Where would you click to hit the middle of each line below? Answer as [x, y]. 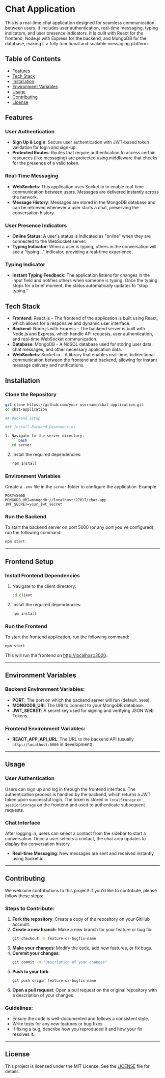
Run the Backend [26, 517]
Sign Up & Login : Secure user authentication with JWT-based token [81, 142]
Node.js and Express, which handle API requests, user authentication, [83, 334]
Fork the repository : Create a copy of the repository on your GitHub [81, 919]
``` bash [19, 441]
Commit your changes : [36, 953]
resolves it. [23, 1034]
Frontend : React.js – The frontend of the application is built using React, [85, 318]
